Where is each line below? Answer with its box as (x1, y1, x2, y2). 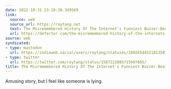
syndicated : (5, 41, 31, 46)
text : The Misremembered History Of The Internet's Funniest (10, 26, 142, 32)
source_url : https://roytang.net (10, 21, 81, 27)
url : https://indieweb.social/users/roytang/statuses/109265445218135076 (10, 50, 169, 55)
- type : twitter (5, 54, 40, 60)
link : (5, 12, 17, 17)
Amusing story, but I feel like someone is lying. (5, 78, 103, 84)
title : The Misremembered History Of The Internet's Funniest (5, 64, 140, 69)
